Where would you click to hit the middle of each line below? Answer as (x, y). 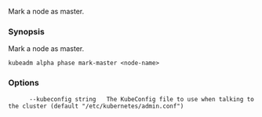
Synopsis (26, 31)
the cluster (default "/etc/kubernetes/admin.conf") (96, 106)
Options (24, 83)
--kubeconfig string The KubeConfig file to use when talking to (142, 99)
